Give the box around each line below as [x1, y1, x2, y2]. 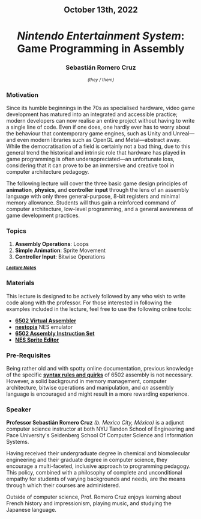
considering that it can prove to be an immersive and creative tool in [6, 162, 175, 169]
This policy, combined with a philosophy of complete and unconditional [6, 469, 182, 476]
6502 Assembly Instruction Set [14, 330, 95, 337]
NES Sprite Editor [14, 336, 59, 343]
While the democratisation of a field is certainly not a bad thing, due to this [6, 143, 191, 150]
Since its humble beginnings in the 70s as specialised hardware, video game [6, 105, 195, 112]
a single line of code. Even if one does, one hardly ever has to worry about [6, 123, 190, 131]
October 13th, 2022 [64, 5, 138, 15]
